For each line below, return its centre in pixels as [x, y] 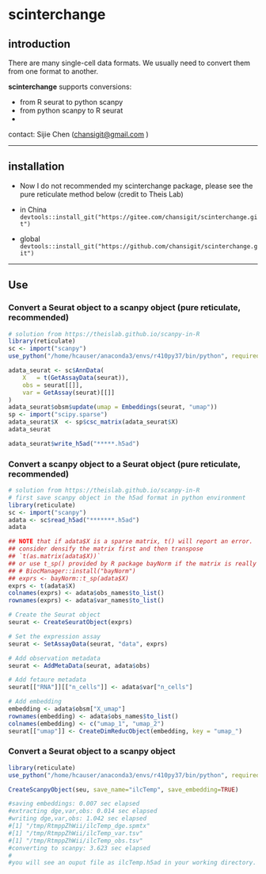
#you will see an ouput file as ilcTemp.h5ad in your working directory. [133, 863]
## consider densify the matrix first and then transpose [106, 549]
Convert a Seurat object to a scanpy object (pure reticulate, [125, 308]
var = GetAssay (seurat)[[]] [68, 393]
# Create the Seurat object [55, 615]
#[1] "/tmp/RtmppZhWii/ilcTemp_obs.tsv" [76, 841]
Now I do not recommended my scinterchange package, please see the [136, 186]
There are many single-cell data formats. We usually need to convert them [129, 63]
